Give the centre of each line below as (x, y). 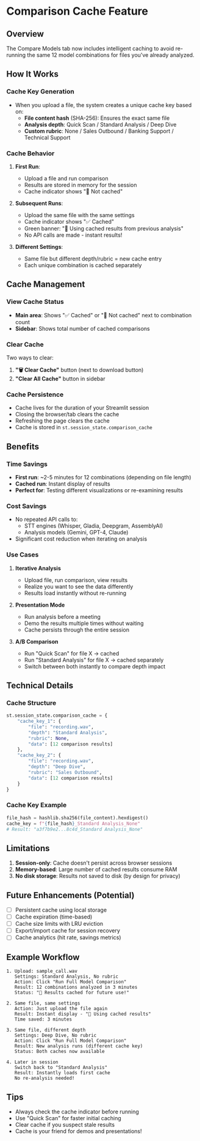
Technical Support (47, 137)
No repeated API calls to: (46, 519)
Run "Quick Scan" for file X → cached (72, 653)
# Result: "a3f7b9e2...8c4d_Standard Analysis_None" (75, 829)
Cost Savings (27, 506)
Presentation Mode (40, 605)
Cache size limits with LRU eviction (59, 924)
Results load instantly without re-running (75, 593)
